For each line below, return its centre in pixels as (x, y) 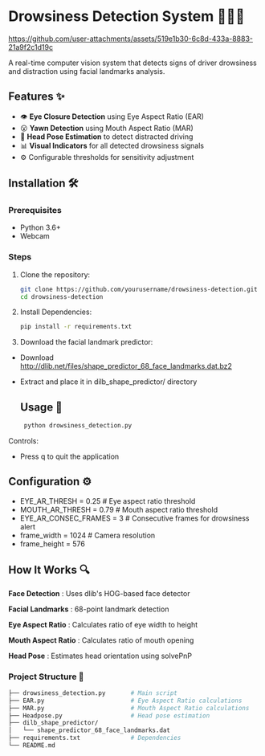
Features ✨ (37, 97)
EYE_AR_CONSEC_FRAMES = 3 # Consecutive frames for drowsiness (135, 518)
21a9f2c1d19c (31, 47)
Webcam (35, 236)
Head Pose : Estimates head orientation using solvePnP (100, 656)
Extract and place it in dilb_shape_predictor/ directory (108, 382)
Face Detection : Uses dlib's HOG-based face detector (99, 593)
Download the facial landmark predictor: (86, 342)
